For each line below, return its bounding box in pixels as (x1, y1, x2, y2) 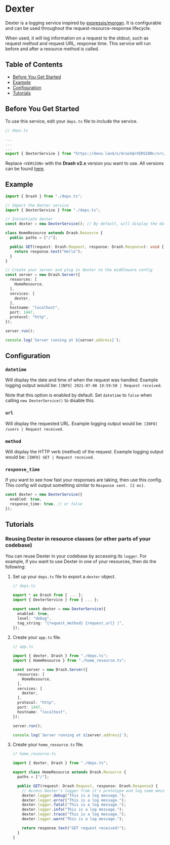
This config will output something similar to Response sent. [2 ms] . (5, 482, 145, 488)
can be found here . (5, 165, 45, 172)
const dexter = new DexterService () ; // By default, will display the (5, 221, 157, 227)
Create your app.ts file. (12, 635, 62, 641)
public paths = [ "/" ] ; (10, 235, 58, 240)
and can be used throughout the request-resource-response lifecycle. (5, 25, 151, 31)
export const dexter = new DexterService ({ (12, 607, 106, 612)
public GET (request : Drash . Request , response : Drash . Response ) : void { (10, 244, 164, 249)
